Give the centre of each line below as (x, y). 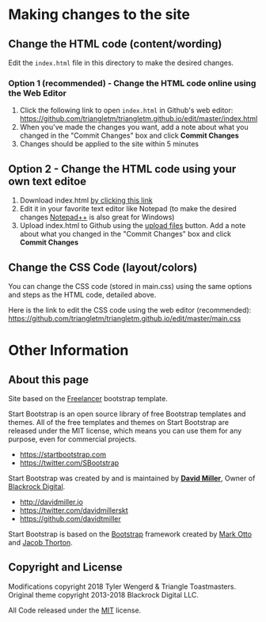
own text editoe (47, 181)
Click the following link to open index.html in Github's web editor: (126, 110)
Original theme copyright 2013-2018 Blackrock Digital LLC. (104, 594)
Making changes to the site (99, 15)
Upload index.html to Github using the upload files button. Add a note (133, 226)
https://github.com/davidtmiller (70, 518)
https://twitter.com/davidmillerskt (74, 510)
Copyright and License (65, 567)
